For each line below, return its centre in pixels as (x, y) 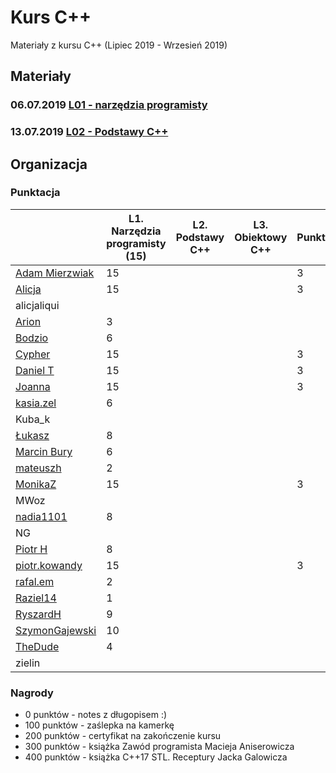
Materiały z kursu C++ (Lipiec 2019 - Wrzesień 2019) (119, 45)
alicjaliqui (37, 305)
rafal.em (35, 581)
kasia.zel (36, 403)
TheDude (37, 646)
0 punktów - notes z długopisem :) (96, 715)
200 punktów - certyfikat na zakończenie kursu (123, 736)
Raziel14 (36, 598)
